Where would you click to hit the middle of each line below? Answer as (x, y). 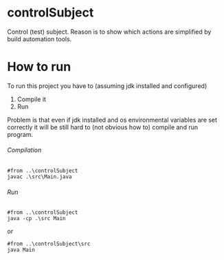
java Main (21, 250)
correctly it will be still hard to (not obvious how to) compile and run (102, 127)
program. (20, 134)
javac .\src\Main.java (40, 177)
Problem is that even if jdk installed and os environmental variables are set (112, 120)
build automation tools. (40, 39)
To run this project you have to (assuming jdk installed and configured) (107, 86)
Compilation (24, 150)
